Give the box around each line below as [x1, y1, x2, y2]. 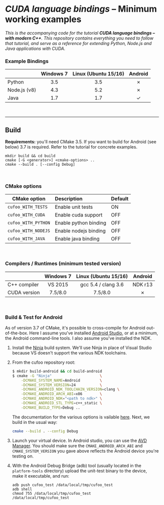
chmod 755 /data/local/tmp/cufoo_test [12, 491, 91, 496]
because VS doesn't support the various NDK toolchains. [12, 350, 127, 355]
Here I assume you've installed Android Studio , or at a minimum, [29, 330, 159, 336]
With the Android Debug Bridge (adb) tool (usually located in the [12, 462, 142, 468]
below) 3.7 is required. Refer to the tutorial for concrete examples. [5, 144, 138, 150]
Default [111, 196, 129, 202]
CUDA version [7, 289, 40, 296]
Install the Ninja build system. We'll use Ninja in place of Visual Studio [12, 345, 152, 351]
